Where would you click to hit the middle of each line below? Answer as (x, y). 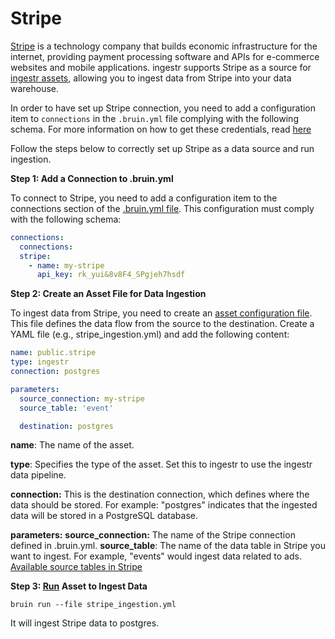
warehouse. (35, 88)
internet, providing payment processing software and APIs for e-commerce (165, 56)
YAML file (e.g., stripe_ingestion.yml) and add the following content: (150, 334)
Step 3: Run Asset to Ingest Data (79, 586)
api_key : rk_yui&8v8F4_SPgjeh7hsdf (111, 275)
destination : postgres (66, 426)
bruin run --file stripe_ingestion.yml (93, 605)
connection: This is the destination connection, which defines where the (160, 494)
